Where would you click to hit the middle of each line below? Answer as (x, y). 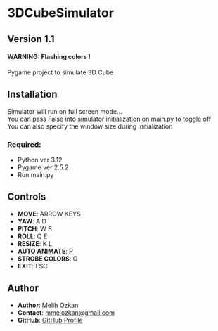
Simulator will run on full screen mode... (65, 111)
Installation (32, 95)
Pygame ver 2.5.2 (43, 167)
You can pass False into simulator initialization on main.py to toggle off (109, 119)
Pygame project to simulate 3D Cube (60, 72)
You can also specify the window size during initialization (90, 126)
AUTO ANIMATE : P (45, 251)
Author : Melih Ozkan (48, 305)
